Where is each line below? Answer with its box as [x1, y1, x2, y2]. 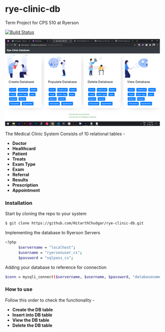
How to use [5, 286, 33, 293]
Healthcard [12, 145, 36, 151]
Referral [12, 171, 29, 177]
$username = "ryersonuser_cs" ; [18, 250, 82, 255]
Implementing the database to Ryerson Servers [5, 230, 101, 236]
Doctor [12, 140, 27, 146]
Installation [5, 199, 33, 206]
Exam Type [12, 161, 36, 167]
